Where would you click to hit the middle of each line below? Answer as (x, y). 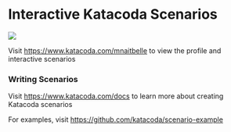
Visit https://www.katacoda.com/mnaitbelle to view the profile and (115, 50)
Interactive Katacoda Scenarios (113, 14)
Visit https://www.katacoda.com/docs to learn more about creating (116, 96)
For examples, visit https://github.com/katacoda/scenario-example (115, 120)
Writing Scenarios (43, 79)
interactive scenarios (42, 59)
